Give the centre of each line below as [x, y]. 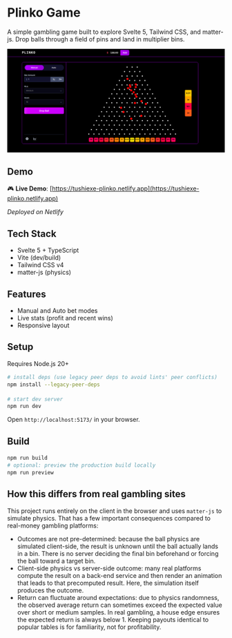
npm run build [28, 458]
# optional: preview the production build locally [81, 465]
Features [27, 294]
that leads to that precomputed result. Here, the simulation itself [108, 583]
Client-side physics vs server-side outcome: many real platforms [109, 568]
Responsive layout [43, 325]
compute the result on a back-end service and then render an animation [119, 575]
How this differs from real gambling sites [97, 494]
